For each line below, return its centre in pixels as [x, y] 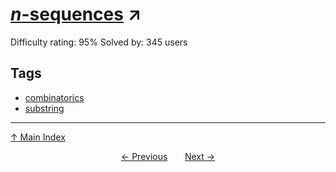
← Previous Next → [168, 156]
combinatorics [54, 97]
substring [44, 108]
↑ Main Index [38, 137]
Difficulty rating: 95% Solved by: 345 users [99, 42]
